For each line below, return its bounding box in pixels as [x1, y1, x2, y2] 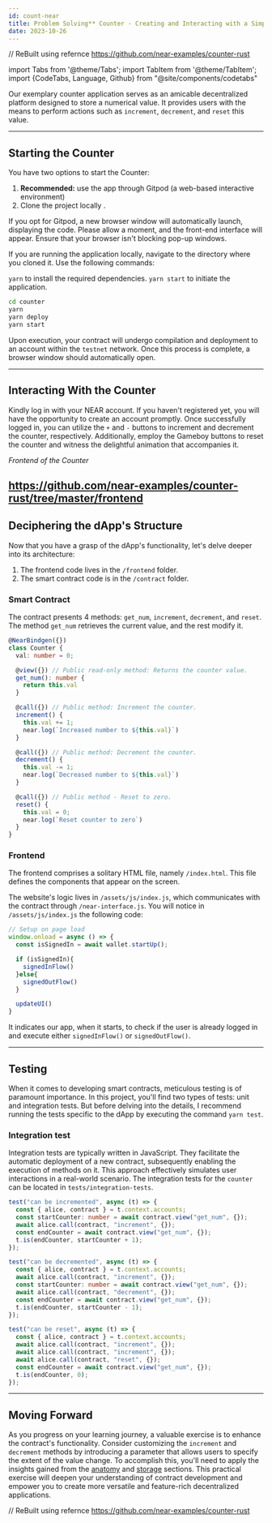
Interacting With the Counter [8, 384, 156, 397]
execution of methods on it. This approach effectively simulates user [8, 1165, 237, 1175]
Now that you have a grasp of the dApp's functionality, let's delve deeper [8, 540, 253, 550]
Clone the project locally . [19, 200, 106, 211]
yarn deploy [8, 313, 49, 321]
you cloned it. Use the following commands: [8, 258, 155, 268]
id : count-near [8, 11, 60, 20]
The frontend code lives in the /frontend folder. [19, 564, 179, 574]
